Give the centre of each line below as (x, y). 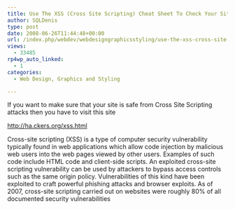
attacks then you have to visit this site (62, 112)
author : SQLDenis (33, 20)
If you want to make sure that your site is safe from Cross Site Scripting (110, 105)
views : (17, 46)
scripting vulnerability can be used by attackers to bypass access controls (114, 169)
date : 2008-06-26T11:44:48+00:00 (56, 33)
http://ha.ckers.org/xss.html (47, 126)
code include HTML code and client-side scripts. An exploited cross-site (112, 162)
